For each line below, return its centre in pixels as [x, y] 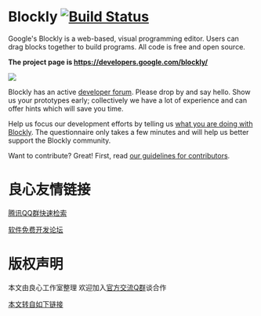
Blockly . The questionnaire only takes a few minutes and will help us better [129, 132]
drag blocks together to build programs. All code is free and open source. [127, 46]
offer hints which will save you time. [66, 108]
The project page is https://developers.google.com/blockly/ [108, 62]
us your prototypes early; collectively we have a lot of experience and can [128, 100]
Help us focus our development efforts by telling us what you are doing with [130, 123]
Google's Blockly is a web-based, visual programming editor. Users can [123, 38]
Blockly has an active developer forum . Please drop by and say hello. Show [129, 92]
